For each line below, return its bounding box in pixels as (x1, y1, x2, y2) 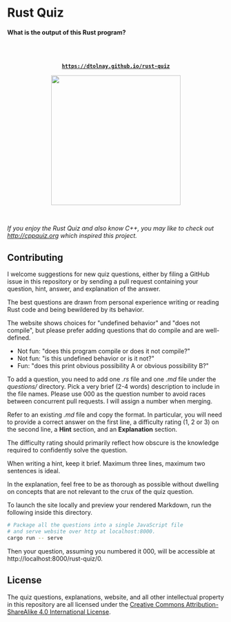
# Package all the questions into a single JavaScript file (7, 522, 184, 529)
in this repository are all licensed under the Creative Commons (7, 600, 185, 608)
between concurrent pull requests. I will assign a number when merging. (7, 397, 212, 405)
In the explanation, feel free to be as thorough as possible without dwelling (7, 480, 219, 488)
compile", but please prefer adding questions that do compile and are (7, 327, 204, 335)
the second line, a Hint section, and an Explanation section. (7, 426, 178, 434)
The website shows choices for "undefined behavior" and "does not (7, 319, 201, 327)
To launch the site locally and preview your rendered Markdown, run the (7, 501, 212, 509)
